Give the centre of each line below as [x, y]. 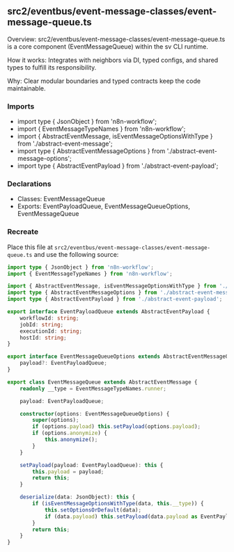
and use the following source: [76, 254]
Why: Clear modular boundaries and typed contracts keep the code [104, 81]
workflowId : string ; [49, 318]
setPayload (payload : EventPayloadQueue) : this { [92, 465]
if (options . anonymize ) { [70, 433]
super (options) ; [56, 420]
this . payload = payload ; [68, 472]
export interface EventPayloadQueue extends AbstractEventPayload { [109, 312]
